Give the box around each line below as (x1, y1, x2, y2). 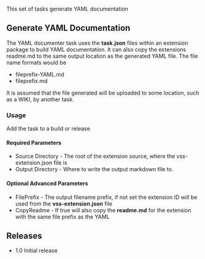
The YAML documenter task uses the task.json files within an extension (6, 39, 188, 47)
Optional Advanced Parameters (6, 179, 88, 187)
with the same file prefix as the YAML (15, 213, 110, 220)
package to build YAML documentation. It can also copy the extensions (6, 45, 186, 53)
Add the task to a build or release (6, 125, 90, 133)
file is (53, 159, 68, 166)
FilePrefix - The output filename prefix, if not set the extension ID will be (15, 193, 198, 201)
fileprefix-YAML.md (15, 71, 64, 78)
